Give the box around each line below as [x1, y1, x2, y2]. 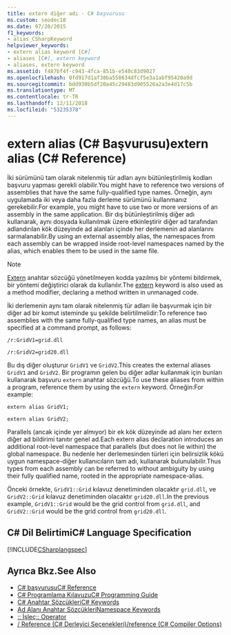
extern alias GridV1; [7, 403, 70, 410]
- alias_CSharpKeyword [7, 36, 72, 43]
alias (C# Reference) [7, 150, 127, 166]
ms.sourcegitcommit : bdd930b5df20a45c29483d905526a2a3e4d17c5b [7, 81, 193, 88]
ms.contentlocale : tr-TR [7, 94, 79, 101]
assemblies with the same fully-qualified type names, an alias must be [7, 316, 207, 324]
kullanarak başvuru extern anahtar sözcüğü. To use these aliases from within [7, 375, 224, 383]
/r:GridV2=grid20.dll [7, 349, 70, 356]
